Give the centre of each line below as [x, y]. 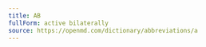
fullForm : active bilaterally [59, 23]
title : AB [25, 16]
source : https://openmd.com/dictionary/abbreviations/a [103, 30]
